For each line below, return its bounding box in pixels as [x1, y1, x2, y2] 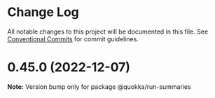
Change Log [7, 4, 79, 20]
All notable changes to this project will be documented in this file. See [7, 27, 209, 36]
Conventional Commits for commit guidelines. [7, 34, 139, 43]
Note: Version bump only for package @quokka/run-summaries [7, 82, 191, 91]
